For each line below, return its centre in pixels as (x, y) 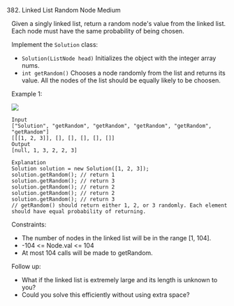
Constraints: (29, 224)
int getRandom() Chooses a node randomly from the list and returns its (123, 73)
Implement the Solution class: (55, 44)
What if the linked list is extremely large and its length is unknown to (119, 280)
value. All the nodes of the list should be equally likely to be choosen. (121, 80)
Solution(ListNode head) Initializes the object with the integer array (119, 58)
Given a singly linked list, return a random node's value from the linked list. (119, 23)
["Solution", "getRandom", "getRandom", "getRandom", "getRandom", (112, 126)
